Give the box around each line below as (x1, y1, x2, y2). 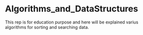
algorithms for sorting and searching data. (5, 24, 89, 30)
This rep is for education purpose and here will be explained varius (5, 19, 139, 25)
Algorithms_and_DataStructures (5, 3, 138, 14)
